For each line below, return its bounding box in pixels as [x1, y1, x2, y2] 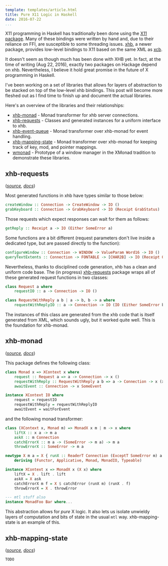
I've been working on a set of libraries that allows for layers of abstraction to [5, 82, 162, 88]
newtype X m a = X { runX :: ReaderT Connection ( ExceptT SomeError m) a [5, 453, 162, 458]
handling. [12, 134, 32, 140]
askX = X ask [14, 476, 41, 482]
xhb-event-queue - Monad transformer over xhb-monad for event [12, 128, 148, 134]
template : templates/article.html [5, 7, 77, 13]
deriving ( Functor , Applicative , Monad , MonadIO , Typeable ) [14, 458, 142, 463]
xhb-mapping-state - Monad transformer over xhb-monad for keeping [12, 139, 157, 145]
